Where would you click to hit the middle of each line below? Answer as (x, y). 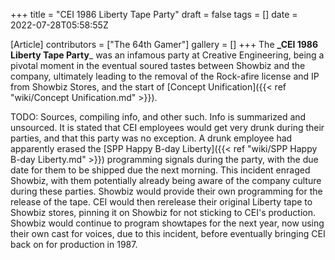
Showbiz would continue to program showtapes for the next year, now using (167, 223)
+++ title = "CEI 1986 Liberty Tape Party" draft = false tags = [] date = (154, 14)
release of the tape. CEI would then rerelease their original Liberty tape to (161, 202)
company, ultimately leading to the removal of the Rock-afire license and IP (165, 76)
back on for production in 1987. (74, 244)
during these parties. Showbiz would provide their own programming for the (166, 191)
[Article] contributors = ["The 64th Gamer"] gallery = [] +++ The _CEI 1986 (164, 44)
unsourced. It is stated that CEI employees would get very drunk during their (167, 127)
